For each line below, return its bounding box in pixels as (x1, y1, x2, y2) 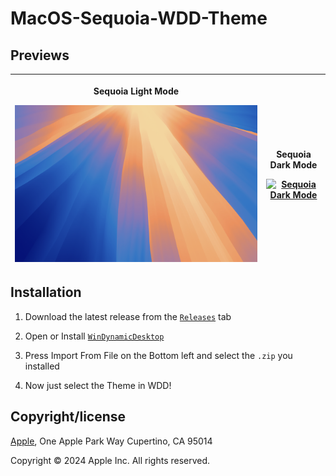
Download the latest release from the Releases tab (24, 310, 232, 322)
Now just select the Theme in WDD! (24, 379, 172, 391)
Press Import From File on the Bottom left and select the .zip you (24, 349, 293, 361)
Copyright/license (10, 408, 127, 426)
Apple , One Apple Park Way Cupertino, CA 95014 (10, 435, 213, 447)
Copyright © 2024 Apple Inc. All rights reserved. (10, 454, 211, 466)
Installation (10, 284, 82, 301)
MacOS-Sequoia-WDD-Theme (10, 7, 268, 30)
